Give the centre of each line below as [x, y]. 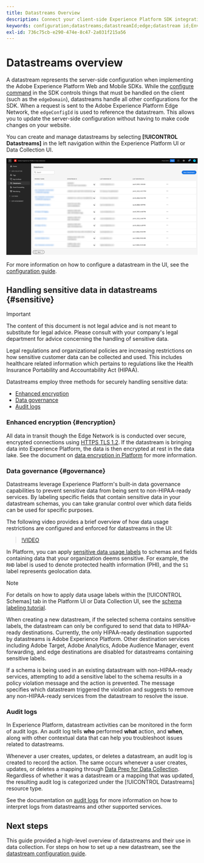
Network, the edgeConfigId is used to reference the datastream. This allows [100, 112]
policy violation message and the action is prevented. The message [90, 683]
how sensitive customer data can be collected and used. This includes [94, 357]
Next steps [27, 826]
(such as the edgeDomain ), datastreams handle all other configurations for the [102, 99]
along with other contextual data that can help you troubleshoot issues [94, 738]
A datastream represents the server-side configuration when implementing [100, 80]
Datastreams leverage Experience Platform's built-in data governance [93, 484]
